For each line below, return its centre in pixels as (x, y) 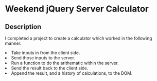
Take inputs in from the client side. (46, 53)
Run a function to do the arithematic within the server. (65, 63)
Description (23, 27)
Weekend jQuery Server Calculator (77, 9)
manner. (13, 43)
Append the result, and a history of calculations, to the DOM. (72, 73)
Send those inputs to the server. (43, 58)
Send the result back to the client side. (50, 68)
